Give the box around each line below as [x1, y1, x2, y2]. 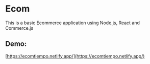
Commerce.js [5, 25, 34, 31]
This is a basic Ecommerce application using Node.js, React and [5, 20, 140, 26]
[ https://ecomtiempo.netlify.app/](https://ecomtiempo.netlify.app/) [5, 53, 145, 59]
